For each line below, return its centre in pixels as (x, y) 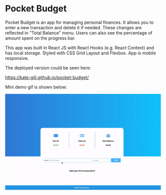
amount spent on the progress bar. (40, 38)
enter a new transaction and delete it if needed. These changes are (73, 27)
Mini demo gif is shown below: (36, 87)
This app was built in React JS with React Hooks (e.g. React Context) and (80, 48)
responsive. (17, 58)
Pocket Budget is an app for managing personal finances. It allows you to (80, 22)
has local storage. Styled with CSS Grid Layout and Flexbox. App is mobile (81, 53)
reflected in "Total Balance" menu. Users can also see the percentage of (79, 33)
